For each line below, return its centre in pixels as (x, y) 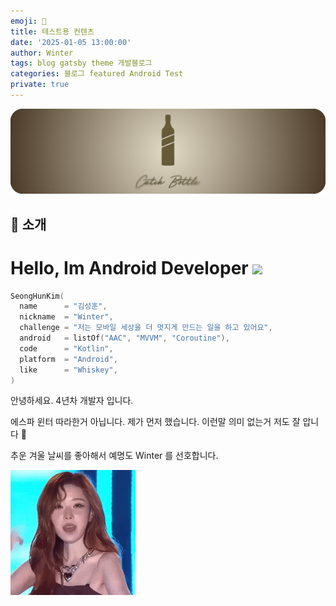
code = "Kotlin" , (66, 348)
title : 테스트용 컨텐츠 (52, 31)
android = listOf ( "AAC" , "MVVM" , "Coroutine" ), (124, 338)
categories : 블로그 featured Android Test (97, 74)
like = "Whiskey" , (68, 370)
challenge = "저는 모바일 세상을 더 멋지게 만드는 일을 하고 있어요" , (146, 328)
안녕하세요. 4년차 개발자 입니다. (72, 401)
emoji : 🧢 (28, 21)
